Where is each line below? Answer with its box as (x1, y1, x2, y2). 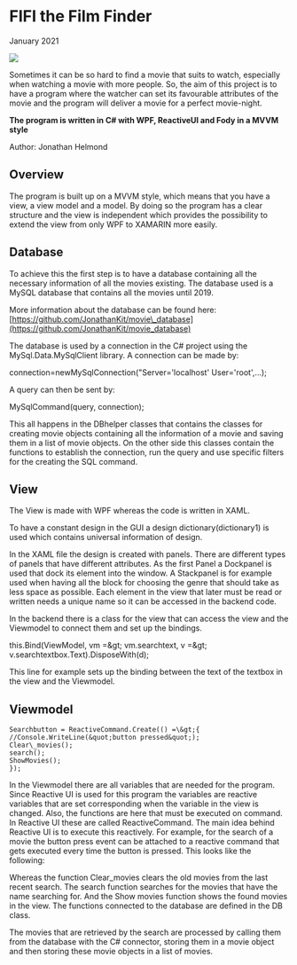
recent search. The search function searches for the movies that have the (9, 882, 278, 892)
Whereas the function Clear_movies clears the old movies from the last (9, 872, 269, 883)
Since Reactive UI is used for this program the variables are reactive (9, 789, 258, 800)
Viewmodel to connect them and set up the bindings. (9, 623, 202, 633)
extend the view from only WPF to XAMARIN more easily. (9, 219, 218, 230)
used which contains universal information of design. (9, 532, 203, 543)
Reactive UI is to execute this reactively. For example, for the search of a (9, 827, 274, 837)
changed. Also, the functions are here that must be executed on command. (9, 808, 284, 819)
